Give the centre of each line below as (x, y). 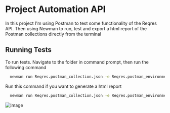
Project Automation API (55, 9)
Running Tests (28, 50)
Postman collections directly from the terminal (53, 34)
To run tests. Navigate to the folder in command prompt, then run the (77, 62)
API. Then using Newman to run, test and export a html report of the (76, 28)
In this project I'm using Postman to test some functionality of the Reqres (81, 23)
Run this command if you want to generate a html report (63, 86)
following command (26, 67)
